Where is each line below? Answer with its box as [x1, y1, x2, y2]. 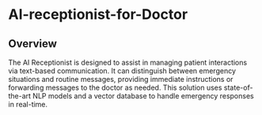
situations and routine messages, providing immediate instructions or [8, 75, 234, 83]
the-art [8, 91, 32, 100]
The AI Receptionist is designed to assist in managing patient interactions [8, 57, 248, 67]
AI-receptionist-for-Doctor [8, 6, 188, 24]
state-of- [223, 83, 253, 92]
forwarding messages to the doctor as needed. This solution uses [8, 83, 222, 92]
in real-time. [8, 100, 48, 109]
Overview [8, 37, 58, 50]
